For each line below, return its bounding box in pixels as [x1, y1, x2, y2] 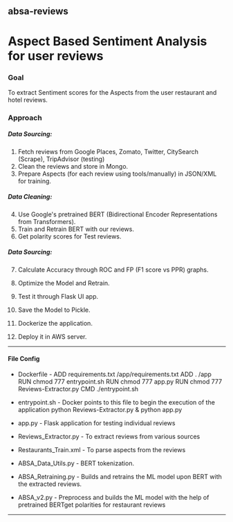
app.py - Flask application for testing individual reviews [17, 418, 176, 427]
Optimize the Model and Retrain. [17, 279, 110, 287]
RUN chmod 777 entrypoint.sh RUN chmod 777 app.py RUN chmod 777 [17, 377, 223, 386]
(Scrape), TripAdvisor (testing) [17, 155, 105, 163]
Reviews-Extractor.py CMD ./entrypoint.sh [17, 384, 139, 393]
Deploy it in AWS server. [17, 332, 87, 341]
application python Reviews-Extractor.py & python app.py [17, 405, 183, 413]
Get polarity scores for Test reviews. [17, 232, 122, 241]
